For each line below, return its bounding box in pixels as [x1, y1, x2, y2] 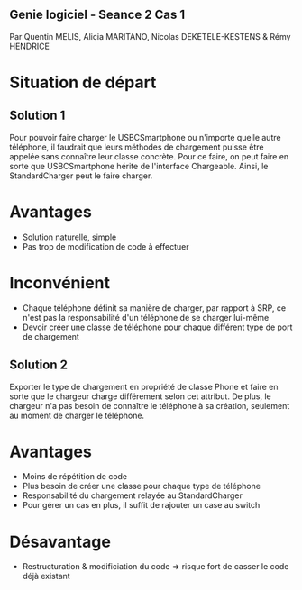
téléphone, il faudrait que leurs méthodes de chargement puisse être [9, 141, 264, 152]
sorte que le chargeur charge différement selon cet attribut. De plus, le [9, 391, 272, 402]
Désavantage [9, 531, 111, 552]
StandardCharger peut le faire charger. [9, 170, 153, 181]
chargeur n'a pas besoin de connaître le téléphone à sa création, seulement [9, 400, 290, 411]
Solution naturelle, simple [22, 231, 117, 242]
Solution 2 [9, 358, 68, 373]
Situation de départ [9, 72, 157, 93]
